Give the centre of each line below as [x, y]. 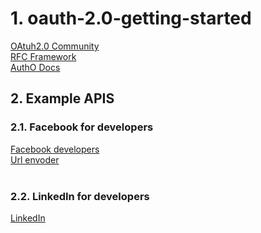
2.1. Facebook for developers [82, 127]
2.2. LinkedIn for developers [80, 196]
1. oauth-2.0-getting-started [131, 18]
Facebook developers [55, 149]
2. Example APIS [62, 98]
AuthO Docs [35, 67]
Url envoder [35, 159]
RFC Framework [43, 56]
